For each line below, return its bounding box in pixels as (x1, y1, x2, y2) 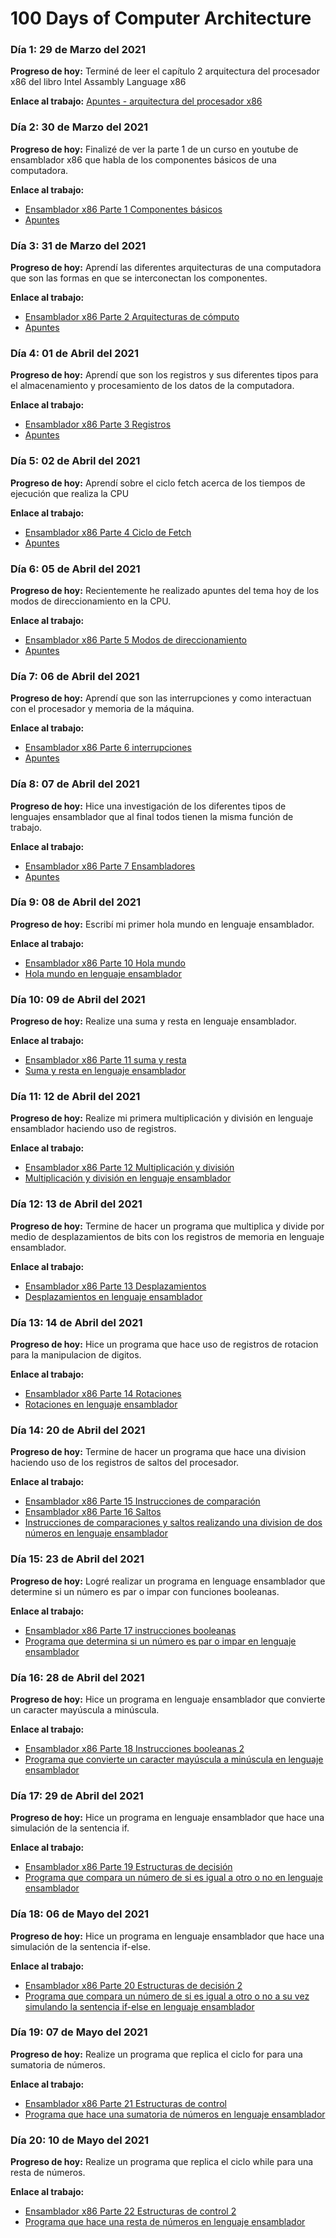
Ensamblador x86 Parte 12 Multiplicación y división (24, 1162, 235, 1174)
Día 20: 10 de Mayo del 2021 (10, 2133, 150, 2147)
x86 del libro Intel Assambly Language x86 (10, 76, 187, 88)
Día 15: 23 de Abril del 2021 (10, 1552, 145, 1566)
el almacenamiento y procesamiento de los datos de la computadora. (10, 380, 295, 392)
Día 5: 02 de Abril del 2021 (10, 454, 141, 468)
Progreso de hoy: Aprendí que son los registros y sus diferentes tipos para (10, 369, 319, 381)
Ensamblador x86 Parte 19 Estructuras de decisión (24, 1861, 233, 1873)
